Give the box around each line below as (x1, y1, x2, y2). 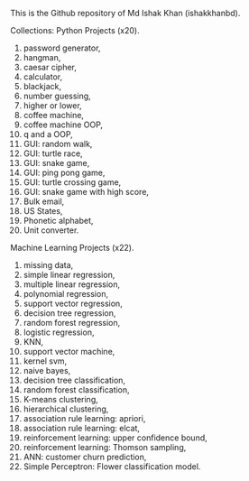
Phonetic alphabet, (23, 216, 94, 226)
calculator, (23, 71, 62, 82)
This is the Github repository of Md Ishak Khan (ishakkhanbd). (10, 8, 241, 18)
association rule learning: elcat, (23, 423, 141, 433)
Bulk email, (23, 196, 65, 207)
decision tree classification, (23, 375, 125, 385)
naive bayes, (23, 365, 71, 375)
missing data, (23, 260, 74, 270)
